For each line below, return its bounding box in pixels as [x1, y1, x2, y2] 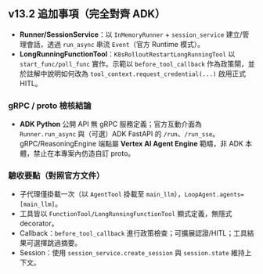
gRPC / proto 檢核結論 [8, 100, 92, 111]
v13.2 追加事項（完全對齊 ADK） [8, 7, 166, 21]
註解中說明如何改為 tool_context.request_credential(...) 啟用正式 [26, 69, 247, 78]
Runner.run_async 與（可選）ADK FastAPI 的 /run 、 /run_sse [19, 129, 213, 139]
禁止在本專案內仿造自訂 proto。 [33, 149, 135, 158]
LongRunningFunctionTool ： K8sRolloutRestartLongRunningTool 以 [19, 49, 236, 59]
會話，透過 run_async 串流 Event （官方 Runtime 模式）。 [26, 39, 205, 49]
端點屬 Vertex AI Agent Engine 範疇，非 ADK [97, 139, 244, 149]
